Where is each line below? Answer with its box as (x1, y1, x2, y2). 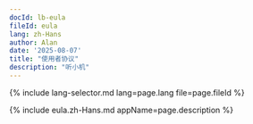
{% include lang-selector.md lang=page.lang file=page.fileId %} (9, 87, 245, 98)
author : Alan (9, 37, 58, 47)
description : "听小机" (9, 63, 90, 72)
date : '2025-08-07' (9, 46, 82, 55)
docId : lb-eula (9, 12, 66, 22)
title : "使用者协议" (9, 54, 79, 63)
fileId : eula (9, 21, 58, 30)
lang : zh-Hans (9, 29, 63, 38)
